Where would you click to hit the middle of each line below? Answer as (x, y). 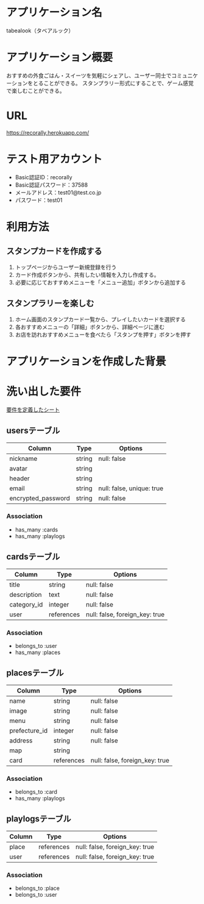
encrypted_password (40, 498)
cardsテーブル (33, 557)
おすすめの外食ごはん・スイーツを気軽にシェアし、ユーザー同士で (89, 75)
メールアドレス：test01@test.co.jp (58, 192)
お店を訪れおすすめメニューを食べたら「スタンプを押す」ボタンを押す (103, 334)
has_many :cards (37, 529)
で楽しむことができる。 (36, 91)
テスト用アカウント (55, 159)
